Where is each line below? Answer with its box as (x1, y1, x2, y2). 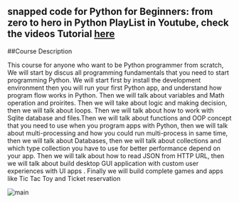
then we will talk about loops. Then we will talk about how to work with (7, 106, 215, 115)
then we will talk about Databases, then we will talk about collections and (7, 136, 222, 145)
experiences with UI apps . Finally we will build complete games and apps (7, 167, 224, 175)
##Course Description (7, 46, 73, 56)
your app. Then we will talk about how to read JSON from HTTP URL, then (7, 151, 225, 160)
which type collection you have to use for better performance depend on (7, 144, 221, 152)
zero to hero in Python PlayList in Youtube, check (7, 17, 229, 29)
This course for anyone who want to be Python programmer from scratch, (7, 61, 224, 69)
